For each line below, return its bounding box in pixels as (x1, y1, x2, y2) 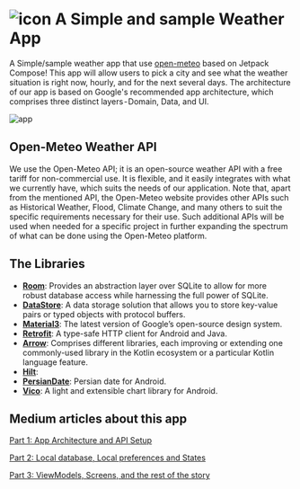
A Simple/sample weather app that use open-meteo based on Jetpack (9, 58, 269, 68)
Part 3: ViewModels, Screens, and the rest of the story (9, 470, 211, 481)
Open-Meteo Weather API (9, 139, 157, 155)
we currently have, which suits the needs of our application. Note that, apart (9, 182, 291, 193)
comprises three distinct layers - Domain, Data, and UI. (9, 95, 209, 107)
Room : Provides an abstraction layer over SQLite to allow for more (22, 280, 268, 291)
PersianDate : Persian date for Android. (22, 376, 167, 387)
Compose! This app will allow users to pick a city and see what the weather (9, 67, 288, 78)
